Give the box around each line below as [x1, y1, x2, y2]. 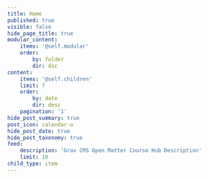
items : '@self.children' [20, 75, 92, 83]
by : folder [32, 56, 64, 63]
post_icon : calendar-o [7, 121, 74, 128]
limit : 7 [20, 82, 46, 89]
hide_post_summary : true [7, 114, 80, 121]
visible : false [7, 23, 52, 30]
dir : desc [32, 102, 61, 109]
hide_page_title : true [7, 29, 74, 37]
